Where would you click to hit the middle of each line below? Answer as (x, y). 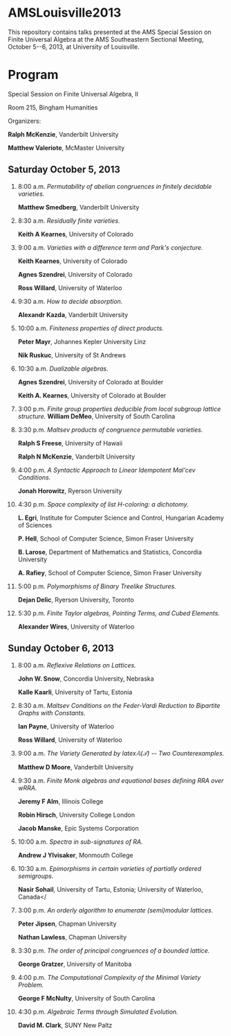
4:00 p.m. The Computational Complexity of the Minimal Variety (109, 977)
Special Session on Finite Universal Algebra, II (73, 94)
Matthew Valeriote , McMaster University (66, 148)
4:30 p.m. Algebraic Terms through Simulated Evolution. (98, 1012)
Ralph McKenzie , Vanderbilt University (63, 134)
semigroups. (36, 876)
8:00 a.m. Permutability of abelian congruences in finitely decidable (115, 186)
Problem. (31, 985)
